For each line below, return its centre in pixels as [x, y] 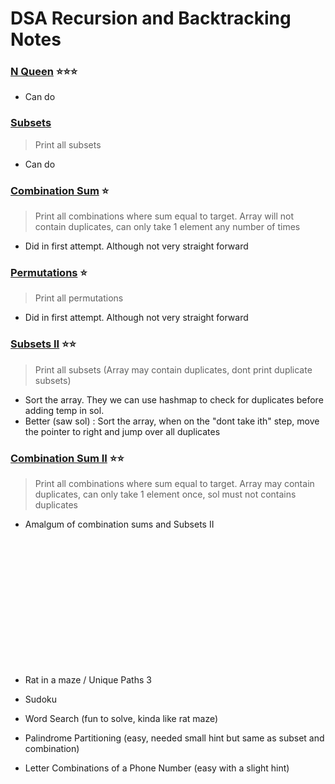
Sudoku [40, 699]
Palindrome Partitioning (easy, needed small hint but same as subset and [174, 738]
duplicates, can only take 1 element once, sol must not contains [165, 494]
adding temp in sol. [64, 410]
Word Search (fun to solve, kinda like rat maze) [121, 718]
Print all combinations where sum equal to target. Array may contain [174, 483]
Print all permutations [79, 298]
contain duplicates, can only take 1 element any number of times [167, 227]
